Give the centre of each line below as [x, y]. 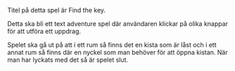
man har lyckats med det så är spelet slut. [68, 60]
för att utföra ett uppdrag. [44, 31]
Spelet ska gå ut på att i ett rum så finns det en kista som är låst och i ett [112, 45]
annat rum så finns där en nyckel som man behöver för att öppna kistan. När [118, 52]
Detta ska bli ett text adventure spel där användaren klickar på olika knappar [118, 24]
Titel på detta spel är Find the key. [57, 10]
